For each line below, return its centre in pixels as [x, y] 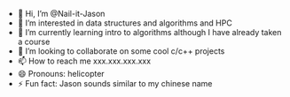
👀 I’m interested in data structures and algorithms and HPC [125, 23]
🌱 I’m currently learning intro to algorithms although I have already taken [149, 32]
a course [34, 41]
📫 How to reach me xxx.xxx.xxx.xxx [84, 61]
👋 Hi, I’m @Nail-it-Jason [61, 14]
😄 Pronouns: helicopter [61, 74]
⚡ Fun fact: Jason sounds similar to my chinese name [115, 83]
